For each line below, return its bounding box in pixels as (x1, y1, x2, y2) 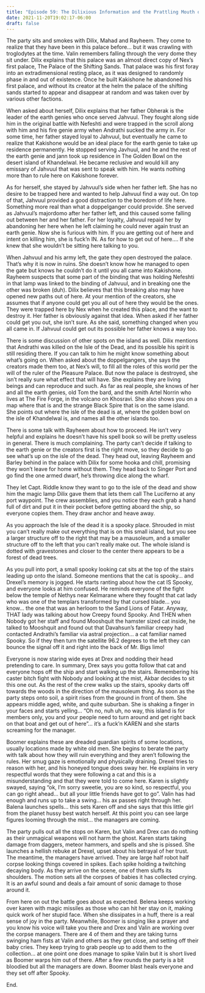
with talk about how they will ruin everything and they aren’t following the (6, 751, 190, 759)
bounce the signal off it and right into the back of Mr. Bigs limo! (6, 643, 165, 651)
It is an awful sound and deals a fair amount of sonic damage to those (6, 880, 182, 887)
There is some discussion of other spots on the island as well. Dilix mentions (6, 337, 198, 345)
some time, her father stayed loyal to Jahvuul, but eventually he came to (6, 133, 188, 140)
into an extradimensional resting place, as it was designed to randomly (6, 70, 184, 77)
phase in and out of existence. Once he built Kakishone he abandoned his (6, 76, 192, 83)
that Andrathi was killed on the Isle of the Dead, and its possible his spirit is (6, 343, 195, 351)
